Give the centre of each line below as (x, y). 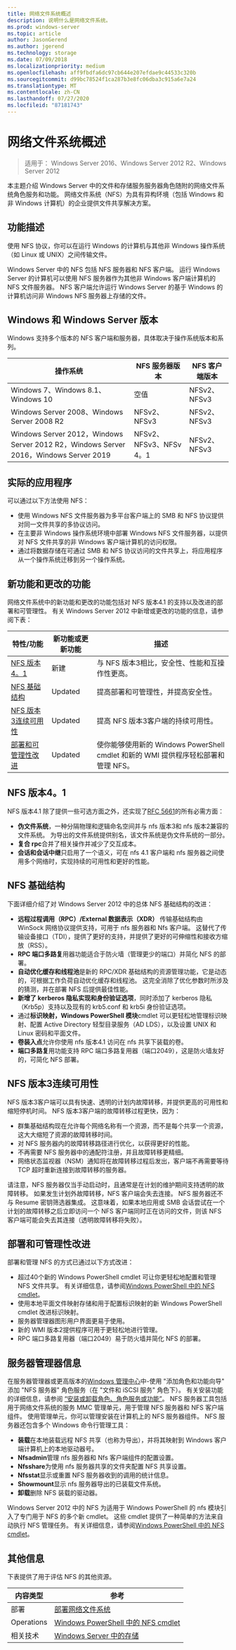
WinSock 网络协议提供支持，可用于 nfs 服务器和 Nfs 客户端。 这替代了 (119, 927)
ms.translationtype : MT (42, 86)
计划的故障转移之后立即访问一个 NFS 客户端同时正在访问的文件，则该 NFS (114, 1211)
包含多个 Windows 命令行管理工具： (78, 1425)
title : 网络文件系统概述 (39, 14)
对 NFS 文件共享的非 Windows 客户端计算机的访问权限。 (99, 542)
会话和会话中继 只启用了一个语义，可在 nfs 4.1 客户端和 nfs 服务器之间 (118, 852)
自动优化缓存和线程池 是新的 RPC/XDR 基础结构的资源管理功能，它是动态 (122, 972)
